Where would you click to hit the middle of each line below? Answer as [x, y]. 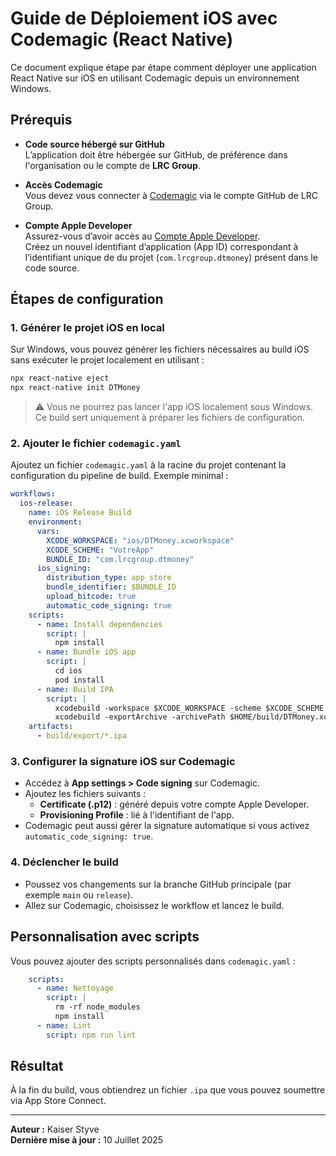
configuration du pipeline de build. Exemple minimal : [119, 476]
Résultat [37, 1066]
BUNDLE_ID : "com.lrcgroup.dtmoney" [120, 559]
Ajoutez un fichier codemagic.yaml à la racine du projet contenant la [148, 465]
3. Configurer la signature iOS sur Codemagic [123, 762]
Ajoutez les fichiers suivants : [85, 794]
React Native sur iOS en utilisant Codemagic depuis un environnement [155, 78]
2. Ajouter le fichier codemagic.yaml [96, 444]
